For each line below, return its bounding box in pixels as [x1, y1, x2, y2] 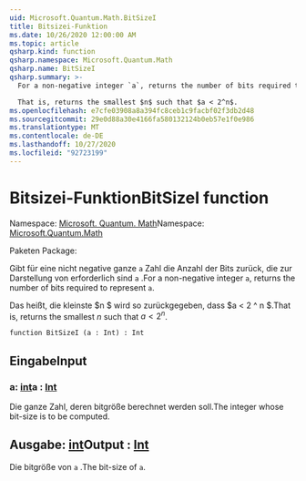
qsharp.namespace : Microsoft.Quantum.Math [9, 56, 173, 65]
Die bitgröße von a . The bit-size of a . [9, 461, 146, 472]
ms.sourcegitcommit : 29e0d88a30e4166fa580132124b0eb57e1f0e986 [9, 115, 255, 124]
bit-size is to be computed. [9, 411, 110, 422]
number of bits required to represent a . [9, 281, 155, 292]
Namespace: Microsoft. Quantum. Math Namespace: [9, 218, 205, 229]
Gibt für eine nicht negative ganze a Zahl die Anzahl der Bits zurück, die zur [9, 262, 293, 273]
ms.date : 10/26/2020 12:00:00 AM [9, 30, 137, 39]
